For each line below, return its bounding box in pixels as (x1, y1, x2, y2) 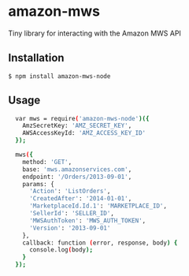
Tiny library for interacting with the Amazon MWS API (8, 28, 181, 38)
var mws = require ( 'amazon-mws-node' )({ (15, 114, 150, 122)
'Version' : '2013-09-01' (28, 224, 111, 232)
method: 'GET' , (22, 158, 72, 166)
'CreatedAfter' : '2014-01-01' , (28, 195, 132, 203)
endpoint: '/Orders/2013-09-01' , (22, 173, 132, 181)
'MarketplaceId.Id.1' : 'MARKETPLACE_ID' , (28, 202, 168, 211)
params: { (22, 180, 55, 188)
